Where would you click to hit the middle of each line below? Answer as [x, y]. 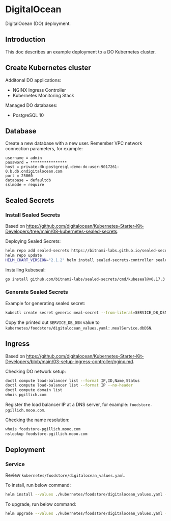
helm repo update [24, 255]
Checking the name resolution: [37, 420]
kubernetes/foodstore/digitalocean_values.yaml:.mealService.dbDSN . [79, 327]
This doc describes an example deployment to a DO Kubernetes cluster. [81, 51]
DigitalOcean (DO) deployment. [38, 23]
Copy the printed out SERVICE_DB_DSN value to [53, 322]
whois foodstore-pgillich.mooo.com [43, 429]
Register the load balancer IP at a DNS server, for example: [67, 405]
